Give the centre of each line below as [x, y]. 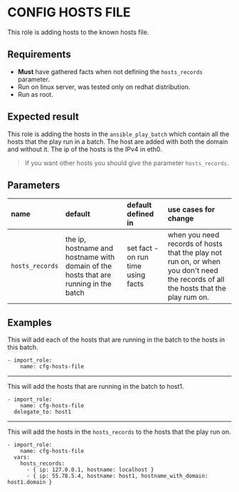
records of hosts [195, 244]
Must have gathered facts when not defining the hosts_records [110, 71]
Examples [30, 322]
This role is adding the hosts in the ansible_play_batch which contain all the [118, 134]
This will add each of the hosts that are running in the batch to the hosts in [116, 340]
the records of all [196, 280]
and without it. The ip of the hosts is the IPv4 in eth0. [85, 149]
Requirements [39, 54]
